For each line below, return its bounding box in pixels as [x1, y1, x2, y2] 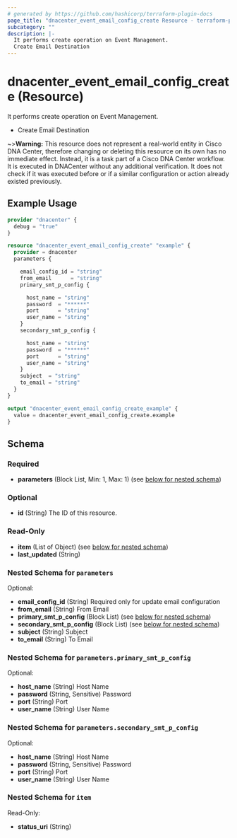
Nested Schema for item [7, 793, 92, 803]
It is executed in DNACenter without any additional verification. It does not [7, 162, 222, 170]
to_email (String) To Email [17, 634, 93, 644]
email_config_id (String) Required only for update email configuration [17, 597, 221, 605]
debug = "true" [13, 223, 59, 230]
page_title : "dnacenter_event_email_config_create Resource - [7, 17, 194, 24]
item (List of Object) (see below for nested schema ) [17, 542, 169, 551]
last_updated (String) [17, 549, 81, 559]
